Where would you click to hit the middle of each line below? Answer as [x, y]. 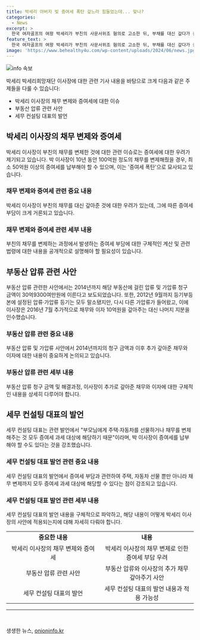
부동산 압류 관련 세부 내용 [40, 372]
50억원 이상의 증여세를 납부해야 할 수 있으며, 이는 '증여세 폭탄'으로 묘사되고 [100, 167]
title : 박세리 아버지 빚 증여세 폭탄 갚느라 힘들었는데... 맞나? [75, 12]
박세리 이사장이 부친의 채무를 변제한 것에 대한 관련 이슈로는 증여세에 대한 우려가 [98, 152]
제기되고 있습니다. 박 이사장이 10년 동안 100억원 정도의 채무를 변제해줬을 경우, [96, 159]
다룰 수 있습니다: [41, 88]
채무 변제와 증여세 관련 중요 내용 [49, 191]
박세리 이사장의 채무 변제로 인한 [147, 548]
